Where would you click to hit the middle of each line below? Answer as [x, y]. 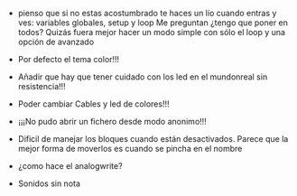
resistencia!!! [42, 86]
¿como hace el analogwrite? [70, 166]
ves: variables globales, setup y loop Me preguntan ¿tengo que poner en [153, 23]
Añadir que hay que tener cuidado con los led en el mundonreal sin [143, 77]
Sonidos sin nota [49, 183]
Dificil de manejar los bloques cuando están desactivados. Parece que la [153, 139]
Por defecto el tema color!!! [69, 59]
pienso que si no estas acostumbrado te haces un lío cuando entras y [147, 13]
